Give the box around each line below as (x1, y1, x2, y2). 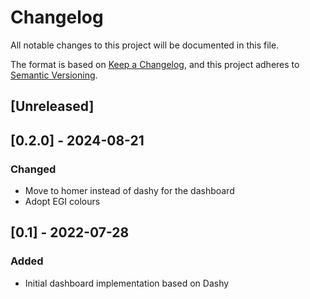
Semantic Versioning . (10, 69, 98, 81)
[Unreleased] (10, 98, 95, 115)
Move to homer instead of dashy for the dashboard (24, 185, 235, 197)
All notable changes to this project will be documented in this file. (10, 39, 280, 51)
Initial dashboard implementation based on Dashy (24, 277, 230, 289)
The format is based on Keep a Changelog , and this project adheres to (10, 58, 300, 70)
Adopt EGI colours (24, 196, 101, 208)
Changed (10, 162, 57, 176)
